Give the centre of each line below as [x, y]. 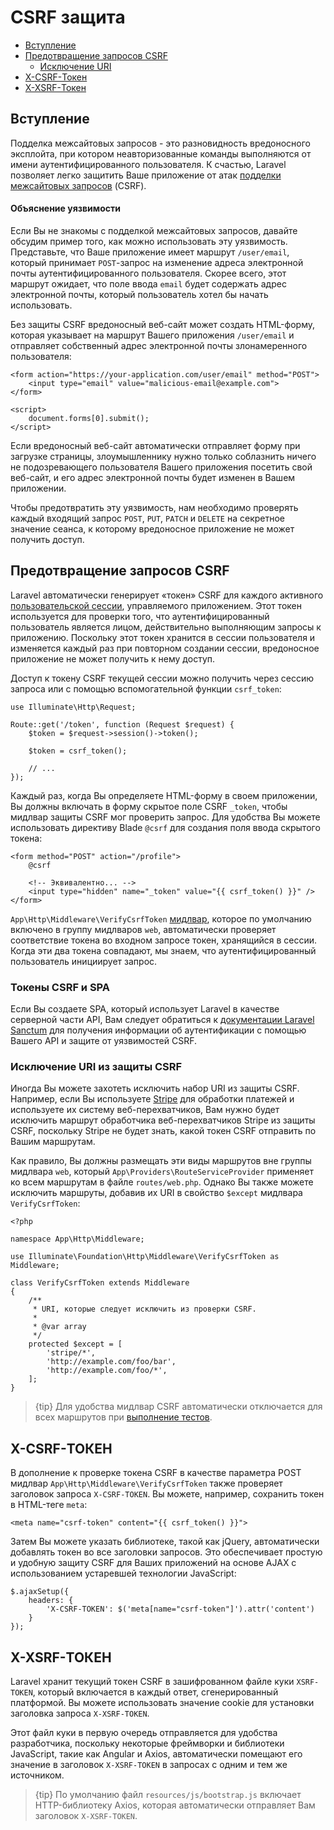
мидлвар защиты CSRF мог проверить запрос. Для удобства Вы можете [165, 817]
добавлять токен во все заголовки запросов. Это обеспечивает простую [166, 1552]
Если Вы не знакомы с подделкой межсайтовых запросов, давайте [154, 230]
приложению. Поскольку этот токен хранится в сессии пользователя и [163, 637]
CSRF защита [68, 17]
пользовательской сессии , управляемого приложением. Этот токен [156, 605]
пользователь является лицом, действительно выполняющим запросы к [166, 627]
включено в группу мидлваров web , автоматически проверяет [143, 929]
